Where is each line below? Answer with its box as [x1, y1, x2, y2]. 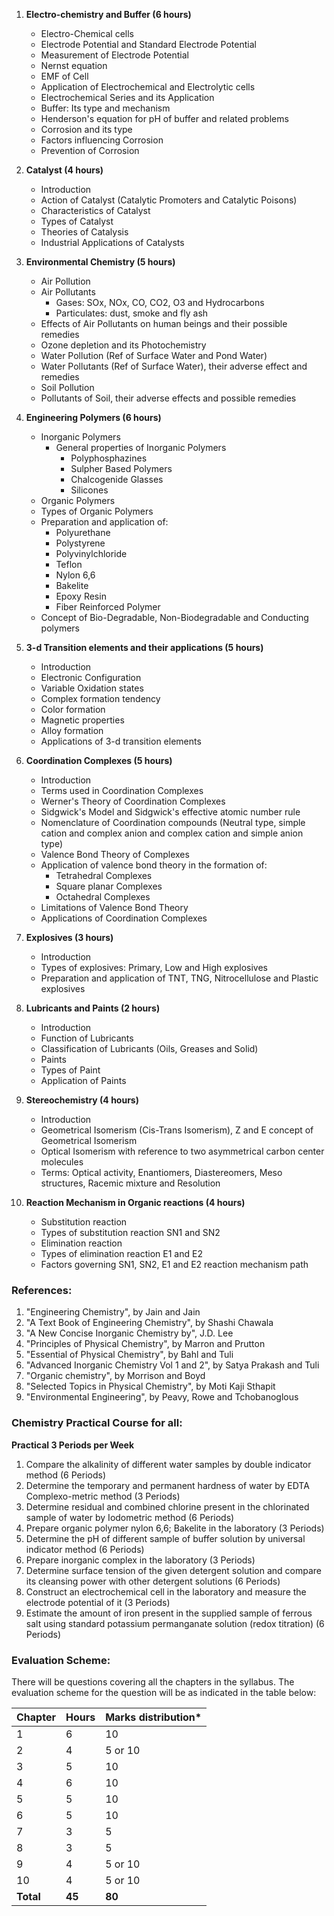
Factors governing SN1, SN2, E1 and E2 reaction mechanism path [40, 1259, 309, 1270]
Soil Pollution [40, 382, 95, 393]
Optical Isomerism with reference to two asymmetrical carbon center [40, 1145, 325, 1157]
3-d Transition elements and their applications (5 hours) [25, 642, 264, 653]
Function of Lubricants [40, 1032, 134, 1044]
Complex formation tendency [40, 693, 161, 704]
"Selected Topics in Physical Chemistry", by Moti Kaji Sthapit [25, 1380, 276, 1393]
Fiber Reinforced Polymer [55, 601, 161, 613]
